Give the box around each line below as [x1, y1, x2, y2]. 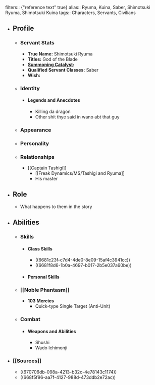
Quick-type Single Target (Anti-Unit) [35, 303, 111, 309]
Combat [20, 316, 40, 323]
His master [35, 175, 58, 181]
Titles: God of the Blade [27, 56, 78, 62]
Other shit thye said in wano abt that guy [35, 113, 120, 120]
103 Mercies [27, 298, 55, 304]
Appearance [20, 126, 51, 133]
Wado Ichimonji [35, 345, 68, 351]
